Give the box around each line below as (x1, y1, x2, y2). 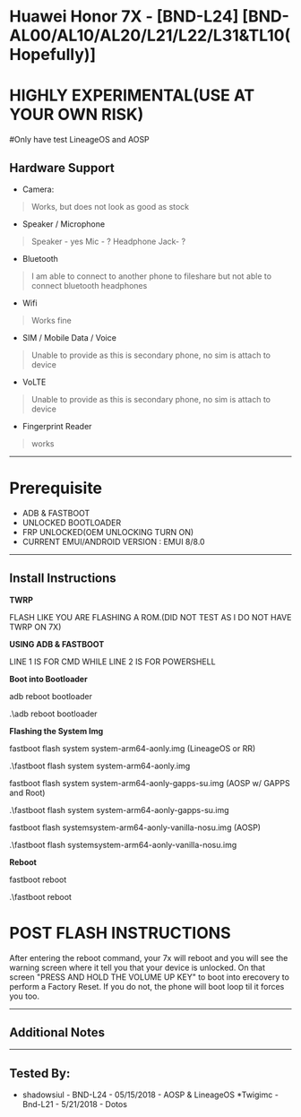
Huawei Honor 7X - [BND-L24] (9, 6, 239, 27)
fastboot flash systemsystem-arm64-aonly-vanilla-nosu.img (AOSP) (9, 822, 262, 833)
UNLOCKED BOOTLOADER (21, 517, 122, 528)
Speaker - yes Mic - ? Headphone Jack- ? (30, 236, 186, 247)
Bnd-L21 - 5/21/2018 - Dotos (21, 1099, 128, 1110)
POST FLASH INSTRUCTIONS (9, 922, 231, 943)
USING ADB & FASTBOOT (9, 638, 105, 649)
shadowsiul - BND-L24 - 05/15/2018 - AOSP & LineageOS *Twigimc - (21, 1089, 279, 1100)
